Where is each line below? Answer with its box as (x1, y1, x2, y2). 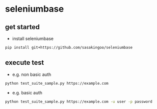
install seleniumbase (12, 36, 54, 41)
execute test (5, 58, 44, 67)
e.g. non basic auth (12, 72, 52, 77)
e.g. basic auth (12, 90, 43, 95)
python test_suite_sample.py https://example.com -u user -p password (5, 99, 153, 104)
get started (5, 23, 40, 31)
